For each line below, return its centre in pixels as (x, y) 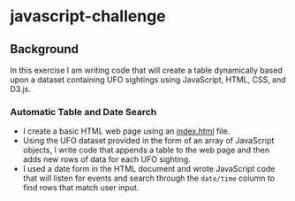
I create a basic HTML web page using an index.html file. (126, 131)
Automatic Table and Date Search (83, 112)
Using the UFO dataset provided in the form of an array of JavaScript (148, 141)
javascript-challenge (88, 16)
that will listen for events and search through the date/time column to (149, 178)
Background (44, 49)
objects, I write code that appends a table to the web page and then (146, 150)
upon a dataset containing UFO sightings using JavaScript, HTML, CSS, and (148, 80)
